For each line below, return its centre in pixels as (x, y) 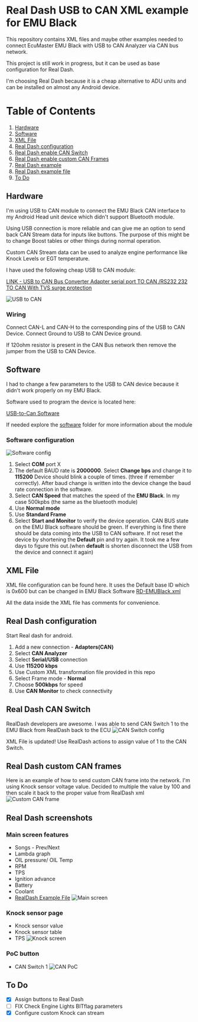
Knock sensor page (35, 913)
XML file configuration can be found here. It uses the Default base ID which (98, 585)
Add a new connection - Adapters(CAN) (64, 647)
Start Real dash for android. (40, 635)
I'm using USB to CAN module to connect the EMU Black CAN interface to (96, 210)
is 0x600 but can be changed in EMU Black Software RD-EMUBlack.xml (94, 591)
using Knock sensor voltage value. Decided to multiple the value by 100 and (98, 787)
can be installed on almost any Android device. (63, 87)
